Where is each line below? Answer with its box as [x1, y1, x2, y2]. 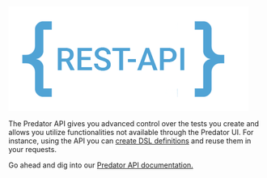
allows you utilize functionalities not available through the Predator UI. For [8, 128, 254, 137]
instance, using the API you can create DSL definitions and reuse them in [8, 136, 252, 146]
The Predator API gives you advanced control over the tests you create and [8, 119, 260, 128]
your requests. [8, 145, 57, 154]
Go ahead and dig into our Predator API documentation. [8, 160, 194, 170]
